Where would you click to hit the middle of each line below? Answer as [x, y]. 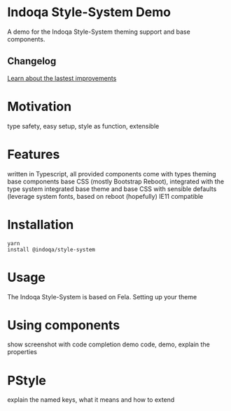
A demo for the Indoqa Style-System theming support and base [99, 32]
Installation [41, 224]
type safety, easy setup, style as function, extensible [83, 126]
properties [22, 352]
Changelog [32, 61]
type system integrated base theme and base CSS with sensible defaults [112, 189]
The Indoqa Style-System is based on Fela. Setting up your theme [102, 296]
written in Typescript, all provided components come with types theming [112, 174]
